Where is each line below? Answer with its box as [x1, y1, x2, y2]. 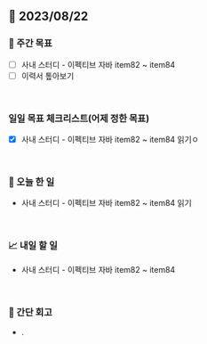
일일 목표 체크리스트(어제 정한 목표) [8, 112, 150, 125]
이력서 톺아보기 [20, 70, 75, 81]
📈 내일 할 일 [8, 240, 59, 252]
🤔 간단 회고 [8, 306, 52, 318]
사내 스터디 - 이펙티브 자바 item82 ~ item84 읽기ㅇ [20, 135, 199, 145]
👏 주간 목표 [8, 37, 52, 50]
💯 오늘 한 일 [8, 176, 55, 188]
